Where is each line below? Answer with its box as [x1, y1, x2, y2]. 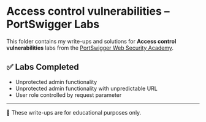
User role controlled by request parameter [15, 91, 122, 99]
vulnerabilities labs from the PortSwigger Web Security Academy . [6, 44, 174, 51]
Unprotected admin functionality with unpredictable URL [15, 85, 158, 92]
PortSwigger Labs [6, 17, 100, 31]
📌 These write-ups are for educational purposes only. [6, 109, 142, 116]
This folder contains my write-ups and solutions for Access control [6, 37, 177, 45]
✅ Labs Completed [6, 62, 80, 72]
